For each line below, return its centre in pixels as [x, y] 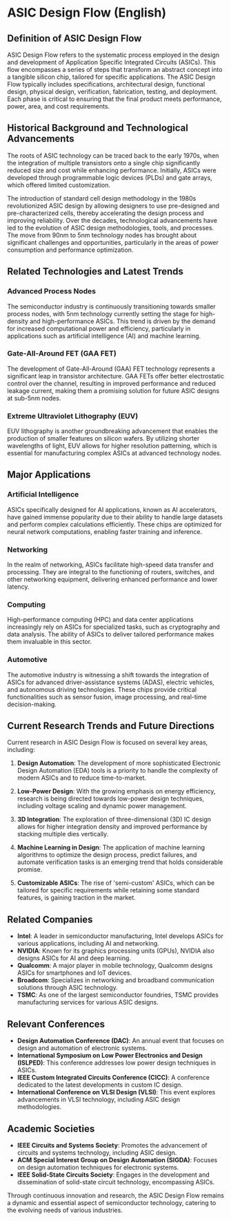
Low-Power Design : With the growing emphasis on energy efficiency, [116, 791]
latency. [18, 587]
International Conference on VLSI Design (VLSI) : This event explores [116, 1092]
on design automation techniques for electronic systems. [98, 1167]
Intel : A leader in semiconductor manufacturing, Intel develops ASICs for [120, 936]
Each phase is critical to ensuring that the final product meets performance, [114, 99]
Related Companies [50, 919]
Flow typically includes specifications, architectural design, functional [106, 84]
